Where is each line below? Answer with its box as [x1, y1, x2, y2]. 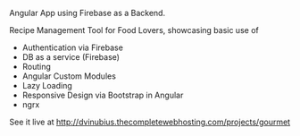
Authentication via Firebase [21, 42, 123, 53]
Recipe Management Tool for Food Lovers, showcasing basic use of [9, 25, 259, 35]
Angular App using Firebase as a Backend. [9, 8, 166, 18]
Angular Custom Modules [21, 71, 116, 81]
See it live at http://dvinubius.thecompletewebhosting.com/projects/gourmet [9, 116, 291, 127]
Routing [21, 62, 52, 72]
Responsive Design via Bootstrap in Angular [21, 89, 184, 100]
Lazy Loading [21, 81, 73, 90]
